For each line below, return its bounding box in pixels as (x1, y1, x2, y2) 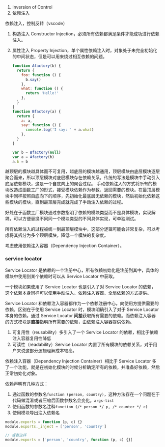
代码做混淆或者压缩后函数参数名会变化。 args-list (12, 397, 114, 403)
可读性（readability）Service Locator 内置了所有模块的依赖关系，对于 (12, 341, 153, 347)
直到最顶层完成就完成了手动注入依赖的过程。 (35, 199, 126, 205)
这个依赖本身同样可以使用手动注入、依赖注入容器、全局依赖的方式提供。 (5, 290, 151, 296)
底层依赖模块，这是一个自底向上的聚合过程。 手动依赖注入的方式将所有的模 (5, 181, 157, 187)
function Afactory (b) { (12, 63, 61, 68)
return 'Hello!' (25, 91, 59, 96)
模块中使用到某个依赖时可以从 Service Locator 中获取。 (5, 273, 117, 279)
